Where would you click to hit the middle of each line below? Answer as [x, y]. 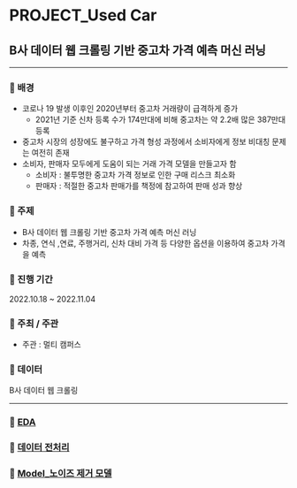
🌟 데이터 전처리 [39, 447]
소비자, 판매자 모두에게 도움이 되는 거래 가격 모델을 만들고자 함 [129, 164]
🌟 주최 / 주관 [34, 324]
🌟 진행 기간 [31, 279]
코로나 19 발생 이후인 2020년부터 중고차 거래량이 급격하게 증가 [130, 109]
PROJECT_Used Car [83, 15]
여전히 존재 [50, 153]
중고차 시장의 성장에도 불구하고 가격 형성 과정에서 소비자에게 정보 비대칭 [146, 141]
